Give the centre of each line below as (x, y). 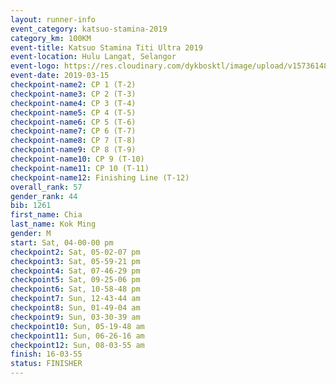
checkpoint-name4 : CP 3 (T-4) (73, 103)
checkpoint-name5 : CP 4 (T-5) (73, 112)
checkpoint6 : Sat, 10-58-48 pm (75, 289)
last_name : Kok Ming (53, 224)
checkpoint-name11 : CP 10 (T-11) (80, 168)
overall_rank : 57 (46, 187)
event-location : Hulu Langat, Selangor (93, 57)
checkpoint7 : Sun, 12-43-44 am (75, 299)
